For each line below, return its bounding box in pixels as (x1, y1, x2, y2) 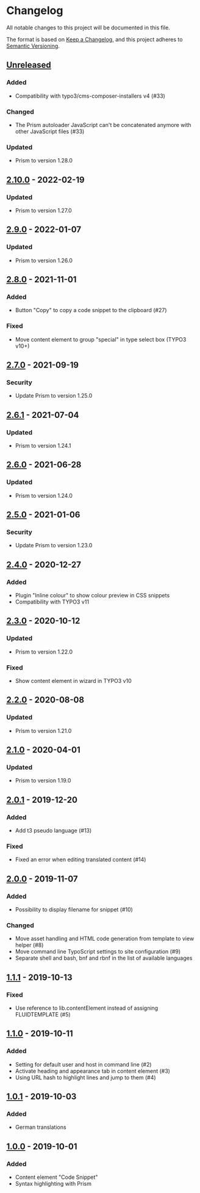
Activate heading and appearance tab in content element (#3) (15, 1067, 171, 1074)
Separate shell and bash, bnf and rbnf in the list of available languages (15, 954, 193, 962)
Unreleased (6, 60, 52, 70)
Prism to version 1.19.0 (15, 777, 71, 784)
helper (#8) (15, 941, 44, 949)
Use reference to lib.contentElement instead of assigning (15, 1004, 159, 1012)
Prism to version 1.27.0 (15, 206, 72, 214)
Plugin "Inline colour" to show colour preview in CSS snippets (15, 592, 170, 599)
